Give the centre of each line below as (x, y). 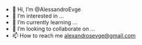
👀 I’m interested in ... (38, 16)
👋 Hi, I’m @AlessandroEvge (47, 9)
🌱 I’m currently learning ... (45, 22)
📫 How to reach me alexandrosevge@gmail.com (74, 36)
